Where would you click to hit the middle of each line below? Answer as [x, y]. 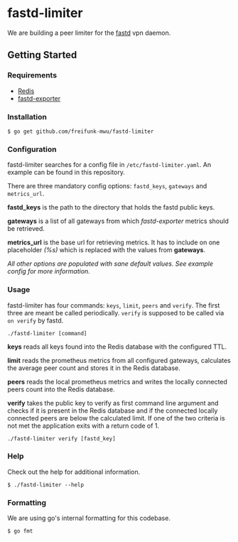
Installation [27, 116]
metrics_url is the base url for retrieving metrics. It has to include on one [114, 242]
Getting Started [42, 55]
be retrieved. [26, 229]
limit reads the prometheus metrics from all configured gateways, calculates [119, 360]
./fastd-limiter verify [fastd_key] [61, 438]
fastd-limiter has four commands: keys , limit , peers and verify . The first [114, 305]
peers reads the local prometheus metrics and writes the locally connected [117, 381]
